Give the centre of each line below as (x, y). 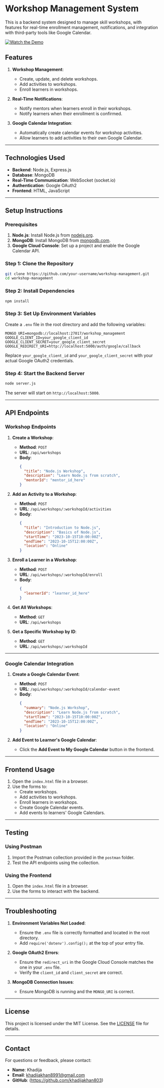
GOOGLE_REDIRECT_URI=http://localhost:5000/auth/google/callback (73, 346)
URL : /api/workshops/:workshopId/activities (65, 509)
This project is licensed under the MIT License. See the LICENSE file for (77, 1023)
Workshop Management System (72, 9)
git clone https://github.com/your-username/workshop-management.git (77, 274)
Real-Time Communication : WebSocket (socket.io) (64, 180)
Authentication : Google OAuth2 (44, 185)
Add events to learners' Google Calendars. (62, 813)
